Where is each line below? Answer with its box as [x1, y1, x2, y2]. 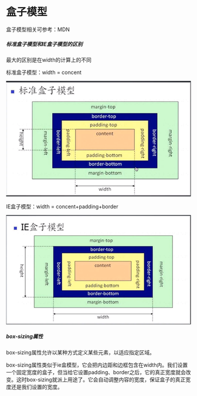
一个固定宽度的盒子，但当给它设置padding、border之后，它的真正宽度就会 [6, 368, 186, 375]
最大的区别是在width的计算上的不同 [6, 56, 92, 63]
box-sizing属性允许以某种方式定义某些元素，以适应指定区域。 [6, 348, 155, 356]
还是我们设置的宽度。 [11, 383, 63, 390]
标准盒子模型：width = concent [6, 69, 82, 76]
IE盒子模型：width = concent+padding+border [6, 203, 118, 210]
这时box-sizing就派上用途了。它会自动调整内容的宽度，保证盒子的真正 [16, 376, 186, 383]
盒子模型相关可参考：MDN [6, 26, 70, 33]
